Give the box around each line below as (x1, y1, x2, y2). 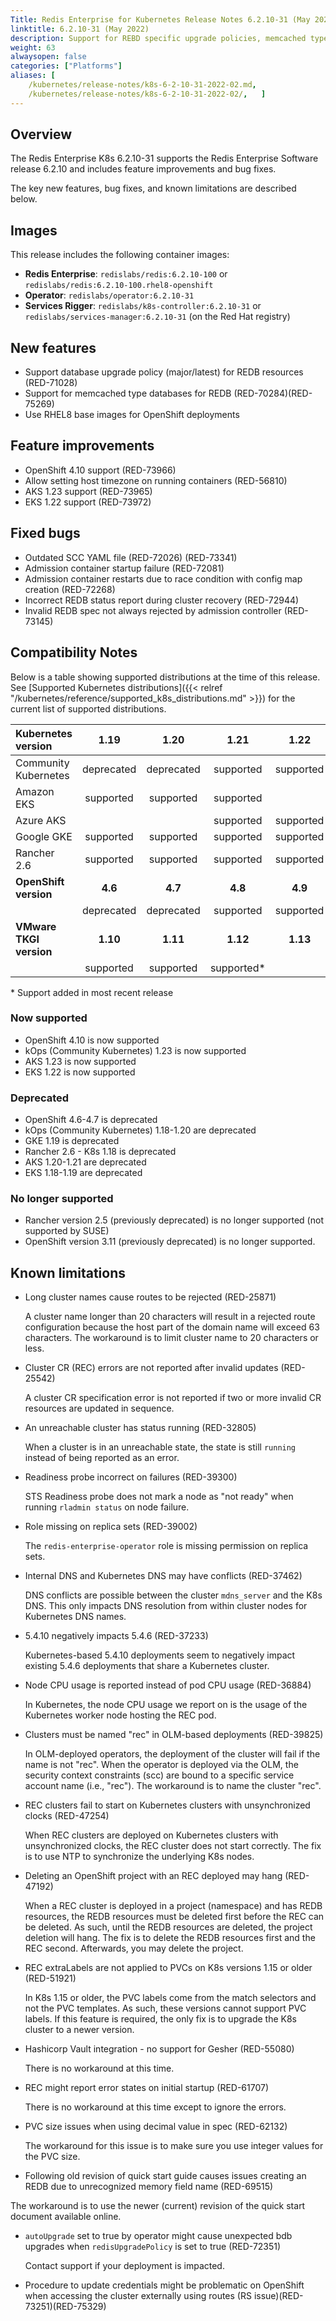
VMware (15, 919, 57, 933)
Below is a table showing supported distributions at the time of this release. (10, 671, 321, 683)
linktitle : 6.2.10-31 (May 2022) (10, 24, 150, 34)
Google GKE (15, 829, 73, 843)
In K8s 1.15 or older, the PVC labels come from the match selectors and (24, 1992, 317, 2004)
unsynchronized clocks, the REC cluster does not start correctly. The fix (24, 1840, 322, 1852)
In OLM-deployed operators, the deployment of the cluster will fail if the (24, 1748, 321, 1760)
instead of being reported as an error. (24, 1452, 180, 1464)
